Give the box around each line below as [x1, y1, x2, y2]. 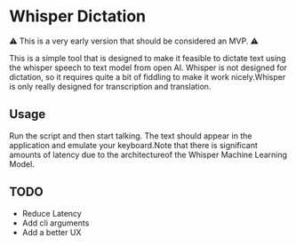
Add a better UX [21, 226, 82, 237]
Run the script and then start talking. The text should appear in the [9, 130, 252, 141]
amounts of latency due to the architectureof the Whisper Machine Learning [9, 149, 287, 160]
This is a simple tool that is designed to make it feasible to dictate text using [9, 52, 286, 63]
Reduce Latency [21, 208, 82, 218]
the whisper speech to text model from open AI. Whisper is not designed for [9, 62, 287, 73]
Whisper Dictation [9, 6, 147, 27]
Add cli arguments [21, 217, 90, 228]
